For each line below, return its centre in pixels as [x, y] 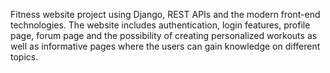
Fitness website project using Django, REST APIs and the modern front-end [165, 14]
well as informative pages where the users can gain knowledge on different [165, 46]
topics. [24, 57]
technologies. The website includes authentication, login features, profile [160, 25]
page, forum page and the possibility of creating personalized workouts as [164, 35]
